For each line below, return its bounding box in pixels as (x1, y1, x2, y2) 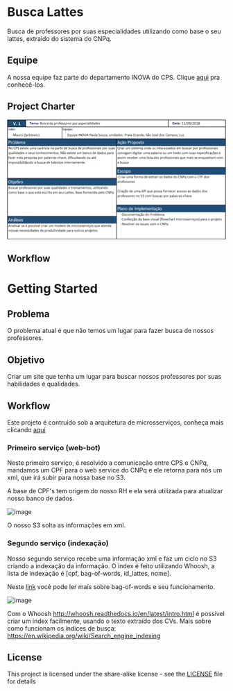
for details (7, 677, 36, 685)
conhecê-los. (7, 80, 45, 89)
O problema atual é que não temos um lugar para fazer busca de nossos (7, 327, 214, 335)
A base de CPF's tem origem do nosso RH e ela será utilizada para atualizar (7, 487, 223, 495)
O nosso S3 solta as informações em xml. (7, 521, 126, 529)
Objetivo (7, 354, 45, 366)
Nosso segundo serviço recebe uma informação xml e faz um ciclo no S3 (7, 554, 217, 563)
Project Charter (7, 101, 76, 112)
